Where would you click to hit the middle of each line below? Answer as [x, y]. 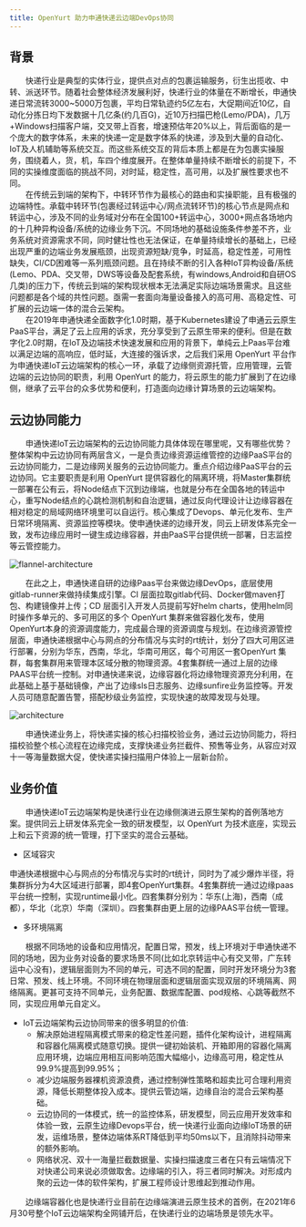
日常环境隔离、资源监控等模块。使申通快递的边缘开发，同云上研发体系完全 [149, 523]
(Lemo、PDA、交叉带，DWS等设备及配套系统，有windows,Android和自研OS [153, 274]
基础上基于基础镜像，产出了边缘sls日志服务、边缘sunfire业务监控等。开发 [155, 686]
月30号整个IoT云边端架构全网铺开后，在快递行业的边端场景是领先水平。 [144, 1213]
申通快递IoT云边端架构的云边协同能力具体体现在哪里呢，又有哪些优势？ [159, 444]
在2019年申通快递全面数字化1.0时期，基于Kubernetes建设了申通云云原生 [161, 320]
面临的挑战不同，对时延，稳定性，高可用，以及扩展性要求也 [168, 172]
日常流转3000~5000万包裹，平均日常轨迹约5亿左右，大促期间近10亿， [150, 103]
